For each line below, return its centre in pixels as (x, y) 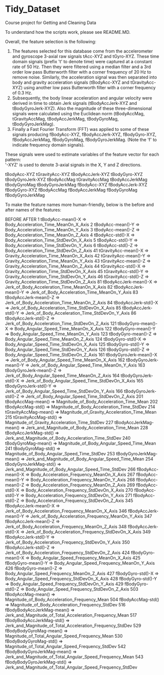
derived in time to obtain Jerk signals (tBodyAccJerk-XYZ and (74, 103)
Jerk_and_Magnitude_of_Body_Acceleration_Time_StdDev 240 (68, 438)
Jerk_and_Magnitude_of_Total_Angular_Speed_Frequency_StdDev (71, 667)
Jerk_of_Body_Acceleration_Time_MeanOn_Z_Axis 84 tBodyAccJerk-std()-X (82, 302)
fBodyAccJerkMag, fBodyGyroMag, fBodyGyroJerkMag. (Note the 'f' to (84, 139)
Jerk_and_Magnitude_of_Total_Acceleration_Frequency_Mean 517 (71, 615)
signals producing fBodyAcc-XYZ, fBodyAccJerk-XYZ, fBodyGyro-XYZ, (84, 134)
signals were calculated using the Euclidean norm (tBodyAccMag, (78, 113)
